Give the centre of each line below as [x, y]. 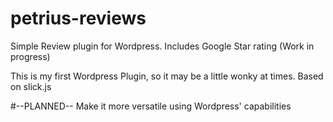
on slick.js [31, 86]
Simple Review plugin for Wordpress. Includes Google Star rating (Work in [162, 46]
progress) [30, 56]
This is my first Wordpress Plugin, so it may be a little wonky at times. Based [167, 76]
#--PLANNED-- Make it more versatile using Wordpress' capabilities [151, 106]
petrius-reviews [78, 18]
